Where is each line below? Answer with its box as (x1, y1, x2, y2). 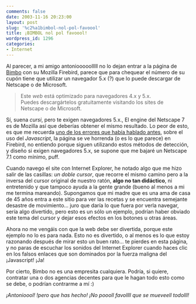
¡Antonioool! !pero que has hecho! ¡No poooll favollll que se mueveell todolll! (6, 291, 190, 298)
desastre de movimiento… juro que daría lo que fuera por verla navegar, (6, 202, 179, 209)
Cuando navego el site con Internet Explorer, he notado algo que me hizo (6, 165, 183, 172)
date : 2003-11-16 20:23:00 (6, 14, 72, 20)
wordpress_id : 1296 (6, 36, 54, 41)
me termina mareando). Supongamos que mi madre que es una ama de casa (6, 189, 191, 196)
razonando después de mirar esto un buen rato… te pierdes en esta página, (6, 237, 188, 245)
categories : (6, 41, 35, 47)
